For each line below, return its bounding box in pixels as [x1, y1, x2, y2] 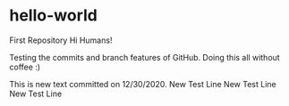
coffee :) [9, 61, 41, 72]
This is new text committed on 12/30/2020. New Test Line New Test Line [9, 78, 276, 89]
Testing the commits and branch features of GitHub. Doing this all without [9, 52, 280, 62]
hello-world [9, 5, 98, 26]
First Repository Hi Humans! [9, 35, 113, 45]
